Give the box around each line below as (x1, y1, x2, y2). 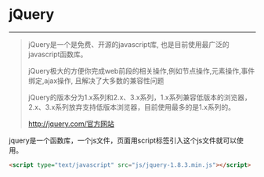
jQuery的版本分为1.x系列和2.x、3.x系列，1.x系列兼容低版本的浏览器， (27, 92, 251, 102)
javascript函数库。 (27, 49, 88, 59)
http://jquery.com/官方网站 (27, 119, 114, 128)
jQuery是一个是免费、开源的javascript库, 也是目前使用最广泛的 (27, 39, 230, 49)
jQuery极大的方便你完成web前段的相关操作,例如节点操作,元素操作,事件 (27, 66, 255, 75)
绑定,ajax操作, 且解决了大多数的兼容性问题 (27, 76, 165, 85)
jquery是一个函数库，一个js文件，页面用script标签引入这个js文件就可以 (9, 135, 237, 145)
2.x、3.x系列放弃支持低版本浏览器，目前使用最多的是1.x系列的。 (27, 102, 236, 111)
